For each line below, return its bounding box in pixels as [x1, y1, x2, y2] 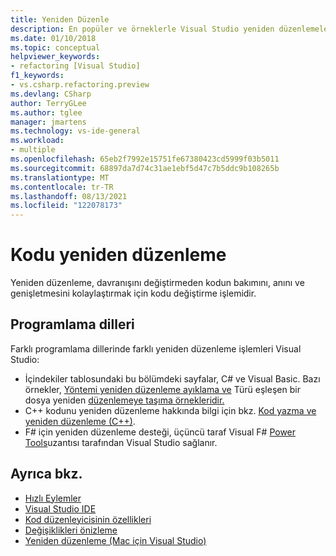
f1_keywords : [10, 71, 65, 81]
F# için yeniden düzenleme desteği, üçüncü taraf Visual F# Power [24, 426, 297, 438]
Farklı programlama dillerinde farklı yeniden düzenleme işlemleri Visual [10, 342, 302, 355]
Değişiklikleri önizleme [24, 524, 118, 536]
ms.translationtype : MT [10, 172, 110, 183]
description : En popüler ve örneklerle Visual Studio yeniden [10, 24, 275, 34]
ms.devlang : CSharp [10, 89, 92, 99]
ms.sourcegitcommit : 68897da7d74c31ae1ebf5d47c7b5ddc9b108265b [10, 163, 280, 173]
